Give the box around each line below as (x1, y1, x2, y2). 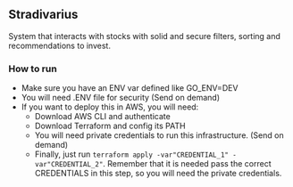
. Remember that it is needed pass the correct (103, 159, 272, 169)
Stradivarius (8, 7, 79, 22)
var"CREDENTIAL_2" (34, 160, 104, 169)
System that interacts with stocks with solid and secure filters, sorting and (8, 30, 280, 41)
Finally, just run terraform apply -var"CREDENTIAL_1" (34, 149, 230, 159)
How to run (8, 62, 57, 75)
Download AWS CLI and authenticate (34, 111, 171, 122)
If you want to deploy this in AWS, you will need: (21, 102, 199, 112)
